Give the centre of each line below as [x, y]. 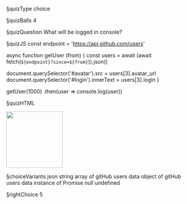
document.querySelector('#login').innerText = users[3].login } [83, 80]
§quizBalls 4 [22, 20]
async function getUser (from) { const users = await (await [79, 55]
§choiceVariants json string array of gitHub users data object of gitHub [94, 176]
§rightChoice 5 [25, 194]
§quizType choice [28, 9]
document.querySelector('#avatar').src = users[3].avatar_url [81, 73]
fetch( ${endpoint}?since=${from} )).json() [57, 62]
